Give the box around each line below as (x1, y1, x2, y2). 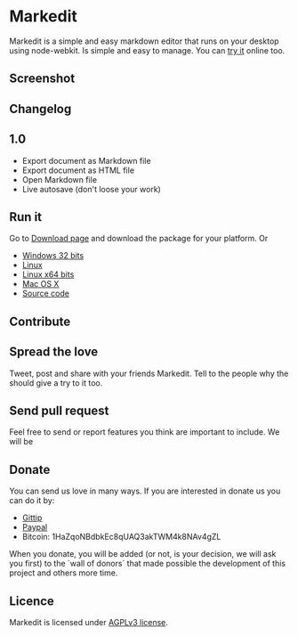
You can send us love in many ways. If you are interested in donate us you (9, 485, 281, 496)
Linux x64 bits (21, 269, 75, 280)
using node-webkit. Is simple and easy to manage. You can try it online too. (9, 45, 286, 55)
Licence (9, 593, 55, 608)
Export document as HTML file (21, 165, 135, 175)
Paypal (21, 522, 48, 533)
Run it (9, 209, 43, 224)
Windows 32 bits (21, 250, 85, 261)
